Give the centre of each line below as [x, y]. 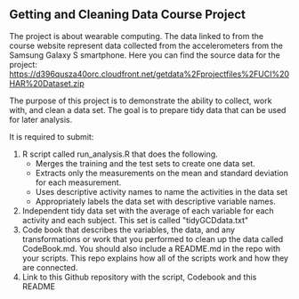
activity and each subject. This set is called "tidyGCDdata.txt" [135, 220]
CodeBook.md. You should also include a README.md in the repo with [151, 248]
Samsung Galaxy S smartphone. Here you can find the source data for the [145, 55]
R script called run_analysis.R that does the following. [120, 154]
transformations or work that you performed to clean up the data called [153, 238]
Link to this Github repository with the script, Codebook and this [139, 277]
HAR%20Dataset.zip [47, 83]
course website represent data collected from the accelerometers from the [146, 45]
